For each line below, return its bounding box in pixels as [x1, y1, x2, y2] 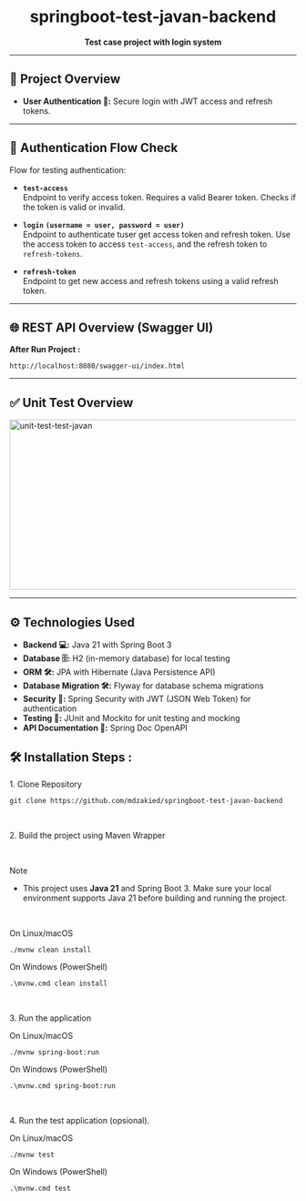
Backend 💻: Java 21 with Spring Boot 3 [22, 639, 172, 650]
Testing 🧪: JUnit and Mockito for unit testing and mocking [22, 713, 240, 723]
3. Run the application [9, 1013, 92, 1023]
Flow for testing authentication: [9, 164, 127, 175]
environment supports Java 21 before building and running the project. [22, 892, 288, 903]
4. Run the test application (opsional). [9, 1114, 150, 1125]
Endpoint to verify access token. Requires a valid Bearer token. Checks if [22, 191, 296, 202]
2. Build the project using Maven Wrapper [9, 830, 166, 840]
